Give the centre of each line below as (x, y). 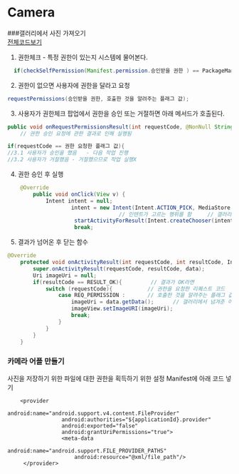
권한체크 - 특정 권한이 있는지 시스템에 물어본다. (83, 57)
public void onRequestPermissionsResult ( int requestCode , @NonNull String (121, 127)
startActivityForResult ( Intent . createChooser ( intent (154, 221)
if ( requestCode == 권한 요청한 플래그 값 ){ (66, 146)
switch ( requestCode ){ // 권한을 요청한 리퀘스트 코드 (135, 289)
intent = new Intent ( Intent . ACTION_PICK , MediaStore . (152, 208)
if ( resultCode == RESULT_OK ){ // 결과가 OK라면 (113, 282)
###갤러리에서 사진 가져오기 (47, 33)
